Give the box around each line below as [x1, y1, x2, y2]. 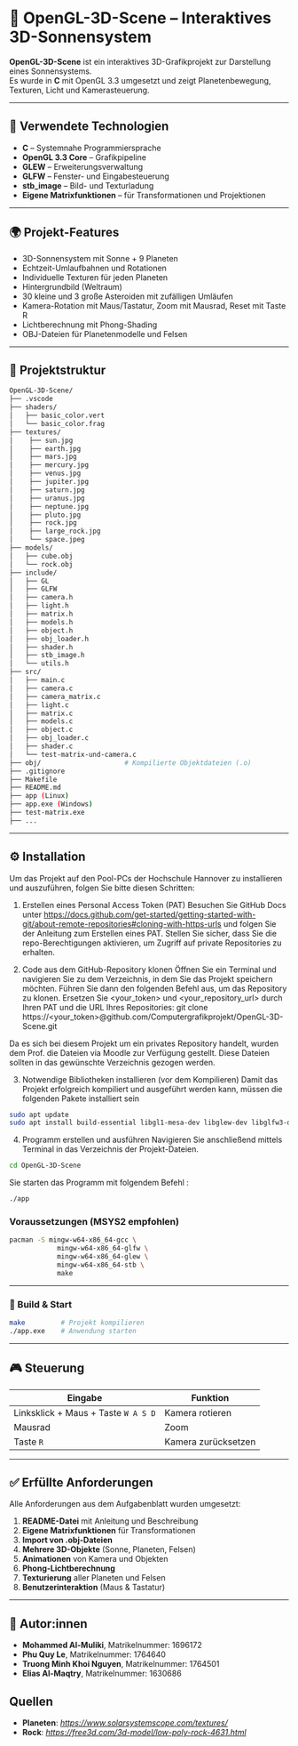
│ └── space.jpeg [9, 535, 86, 544]
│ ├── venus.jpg [9, 469, 82, 479]
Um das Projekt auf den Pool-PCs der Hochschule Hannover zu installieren [9, 873, 283, 883]
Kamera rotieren [163, 1406, 232, 1419]
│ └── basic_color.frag [9, 419, 105, 428]
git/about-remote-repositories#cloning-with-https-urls [21, 918, 222, 929]
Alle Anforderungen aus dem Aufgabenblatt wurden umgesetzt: [9, 1499, 241, 1509]
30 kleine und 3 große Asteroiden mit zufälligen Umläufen [21, 291, 233, 302]
